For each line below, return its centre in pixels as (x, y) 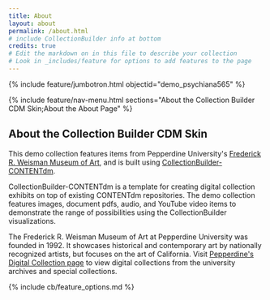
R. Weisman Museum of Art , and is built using (84, 162)
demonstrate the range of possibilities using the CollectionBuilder (118, 212)
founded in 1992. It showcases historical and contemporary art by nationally (135, 245)
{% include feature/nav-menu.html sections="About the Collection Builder (132, 100)
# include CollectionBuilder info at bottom (85, 39)
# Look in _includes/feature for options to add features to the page (130, 62)
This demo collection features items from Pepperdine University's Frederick (135, 153)
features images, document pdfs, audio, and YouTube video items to (122, 204)
